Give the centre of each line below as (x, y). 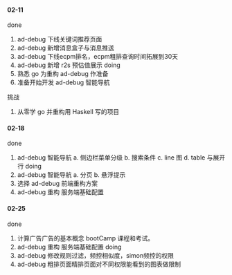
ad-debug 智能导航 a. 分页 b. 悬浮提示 (71, 175)
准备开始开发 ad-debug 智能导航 (63, 82)
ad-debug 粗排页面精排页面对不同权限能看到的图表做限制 (99, 264)
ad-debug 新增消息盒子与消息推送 (65, 48)
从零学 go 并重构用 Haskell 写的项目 (68, 112)
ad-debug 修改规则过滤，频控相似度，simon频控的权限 (96, 255)
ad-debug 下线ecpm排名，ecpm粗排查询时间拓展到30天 (98, 57)
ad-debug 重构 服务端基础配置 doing (69, 247)
